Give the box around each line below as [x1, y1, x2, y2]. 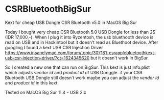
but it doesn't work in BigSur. [90, 55, 149, 60]
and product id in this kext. [5, 80, 59, 86]
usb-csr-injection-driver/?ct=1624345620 [5, 55, 90, 60]
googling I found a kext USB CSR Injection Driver [5, 44, 103, 50]
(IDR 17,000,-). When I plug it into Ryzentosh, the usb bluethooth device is [5, 34, 154, 40]
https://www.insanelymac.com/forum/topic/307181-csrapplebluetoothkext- [5, 50, 156, 56]
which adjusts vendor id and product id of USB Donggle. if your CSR [5, 69, 143, 75]
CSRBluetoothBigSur [5, 3, 92, 15]
